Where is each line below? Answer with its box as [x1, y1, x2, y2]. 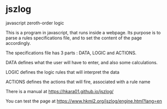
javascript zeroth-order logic [5, 20, 64, 26]
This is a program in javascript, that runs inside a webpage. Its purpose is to [5, 29, 161, 35]
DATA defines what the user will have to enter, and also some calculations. [5, 59, 158, 65]
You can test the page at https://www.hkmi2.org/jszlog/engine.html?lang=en [5, 98, 162, 104]
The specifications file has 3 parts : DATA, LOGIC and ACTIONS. [5, 50, 137, 56]
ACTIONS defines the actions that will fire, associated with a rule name [5, 79, 151, 85]
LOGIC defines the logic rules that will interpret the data [5, 69, 120, 75]
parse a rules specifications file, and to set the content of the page [5, 35, 142, 41]
